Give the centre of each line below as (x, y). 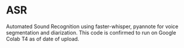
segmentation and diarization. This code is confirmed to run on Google (91, 32)
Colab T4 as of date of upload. (43, 39)
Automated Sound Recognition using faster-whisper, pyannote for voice (92, 26)
